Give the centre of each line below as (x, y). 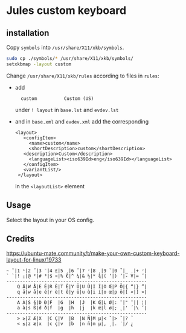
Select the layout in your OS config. (50, 220)
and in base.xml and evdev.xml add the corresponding (82, 121)
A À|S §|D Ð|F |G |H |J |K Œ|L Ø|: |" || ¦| (82, 303)
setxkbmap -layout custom (39, 64)
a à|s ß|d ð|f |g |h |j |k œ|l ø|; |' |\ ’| (82, 308)
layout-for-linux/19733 (34, 260)
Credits (21, 239)
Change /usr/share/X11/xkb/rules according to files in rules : (83, 76)
